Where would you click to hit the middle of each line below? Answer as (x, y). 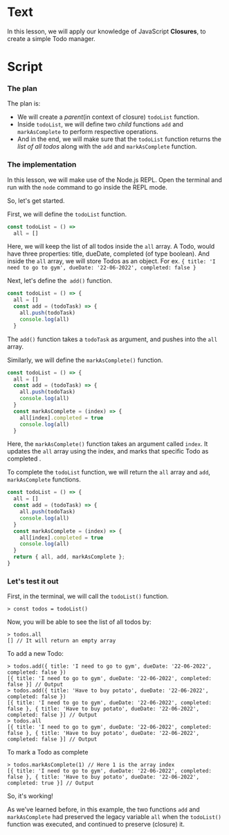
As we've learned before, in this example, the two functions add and (104, 809)
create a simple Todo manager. (51, 38)
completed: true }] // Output (51, 783)
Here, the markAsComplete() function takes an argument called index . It (108, 444)
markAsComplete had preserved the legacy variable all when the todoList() (114, 817)
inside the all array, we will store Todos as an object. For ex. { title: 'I (111, 261)
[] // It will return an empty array (62, 641)
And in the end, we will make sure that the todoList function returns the (119, 139)
